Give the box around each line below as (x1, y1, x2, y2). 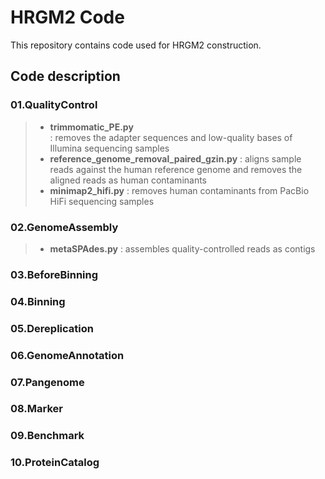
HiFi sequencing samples (49, 195, 155, 207)
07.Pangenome (10, 375, 85, 389)
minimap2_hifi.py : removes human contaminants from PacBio (49, 184, 310, 196)
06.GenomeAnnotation (10, 348, 125, 362)
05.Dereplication (10, 321, 94, 335)
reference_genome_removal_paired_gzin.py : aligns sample (49, 152, 302, 165)
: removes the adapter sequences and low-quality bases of (49, 131, 293, 143)
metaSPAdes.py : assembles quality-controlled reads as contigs (49, 242, 316, 255)
